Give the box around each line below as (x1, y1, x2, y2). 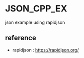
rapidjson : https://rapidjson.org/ (12, 47, 79, 53)
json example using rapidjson (5, 19, 66, 25)
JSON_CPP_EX (5, 3, 68, 14)
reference (5, 34, 36, 42)
